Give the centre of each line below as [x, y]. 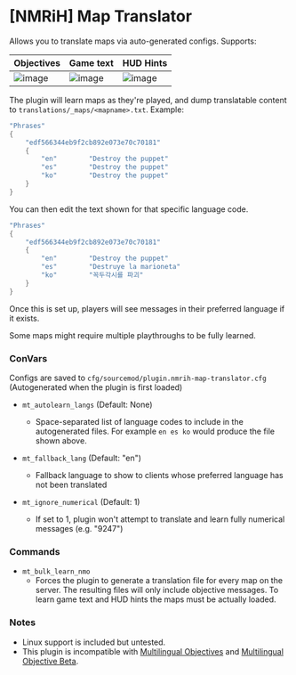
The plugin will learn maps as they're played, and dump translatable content [148, 100]
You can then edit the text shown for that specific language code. [129, 209]
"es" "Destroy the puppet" [105, 167]
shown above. [61, 440]
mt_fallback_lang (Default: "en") [82, 458]
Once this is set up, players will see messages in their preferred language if [147, 308]
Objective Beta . [50, 661]
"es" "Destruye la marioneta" [111, 267]
